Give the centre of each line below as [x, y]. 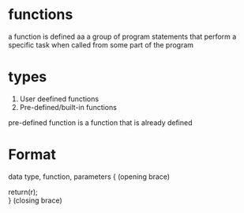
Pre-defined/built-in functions [68, 107]
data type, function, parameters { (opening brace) [89, 177]
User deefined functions [59, 99]
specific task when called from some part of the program [101, 44]
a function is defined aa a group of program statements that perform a [122, 36]
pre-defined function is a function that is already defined [100, 122]
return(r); [23, 192]
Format [32, 155]
